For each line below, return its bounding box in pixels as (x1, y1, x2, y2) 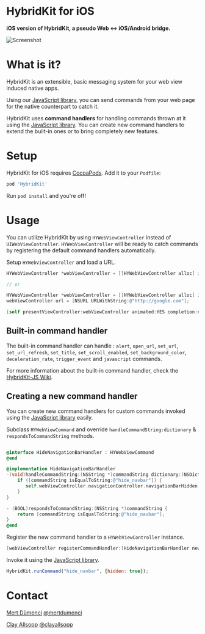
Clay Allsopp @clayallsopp (6, 621, 73, 628)
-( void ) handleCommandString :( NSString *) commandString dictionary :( (6, 472, 184, 478)
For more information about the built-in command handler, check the (6, 366, 179, 374)
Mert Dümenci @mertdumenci (6, 609, 82, 616)
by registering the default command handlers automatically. (6, 246, 156, 254)
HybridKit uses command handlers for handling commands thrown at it (6, 114, 186, 122)
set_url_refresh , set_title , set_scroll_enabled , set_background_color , (6, 348, 187, 355)
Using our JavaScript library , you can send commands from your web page (6, 96, 195, 103)
